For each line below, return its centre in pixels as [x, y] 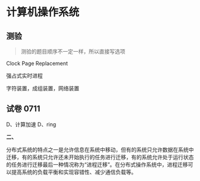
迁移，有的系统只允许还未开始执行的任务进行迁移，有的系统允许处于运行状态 [100, 157]
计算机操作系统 [43, 12]
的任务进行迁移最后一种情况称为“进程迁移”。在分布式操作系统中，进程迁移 [97, 164]
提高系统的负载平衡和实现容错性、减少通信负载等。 [74, 172]
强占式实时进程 [24, 76]
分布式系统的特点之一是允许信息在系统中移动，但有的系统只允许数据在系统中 [100, 149]
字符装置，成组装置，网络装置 [43, 88]
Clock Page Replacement [37, 63]
